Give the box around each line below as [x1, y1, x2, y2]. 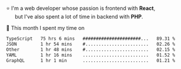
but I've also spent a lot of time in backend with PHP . [14, 13, 143, 20]
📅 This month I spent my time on [6, 25, 85, 31]
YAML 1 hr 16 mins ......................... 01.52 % [6, 52, 176, 58]
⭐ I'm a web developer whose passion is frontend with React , [6, 5, 156, 12]
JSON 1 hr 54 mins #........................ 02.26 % [6, 41, 176, 47]
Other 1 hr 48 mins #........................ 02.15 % [6, 46, 176, 53]
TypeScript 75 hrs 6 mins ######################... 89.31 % [6, 36, 176, 42]
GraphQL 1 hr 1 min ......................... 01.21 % [6, 57, 176, 63]
